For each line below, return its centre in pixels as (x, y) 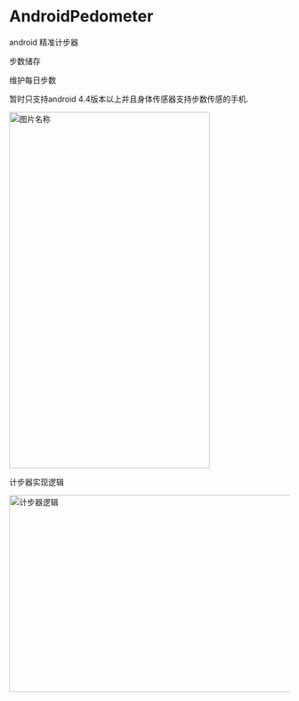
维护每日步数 (32, 80)
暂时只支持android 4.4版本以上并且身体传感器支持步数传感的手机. (129, 99)
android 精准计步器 (44, 42)
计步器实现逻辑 (36, 482)
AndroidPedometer (81, 16)
